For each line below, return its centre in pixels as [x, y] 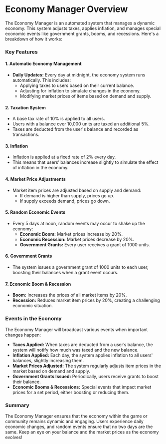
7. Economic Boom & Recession [38, 284]
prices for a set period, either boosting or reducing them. [71, 392]
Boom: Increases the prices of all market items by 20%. [70, 295]
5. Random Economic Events [35, 212]
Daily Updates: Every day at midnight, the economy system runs [79, 75]
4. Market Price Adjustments [35, 179]
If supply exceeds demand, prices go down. [65, 201]
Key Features [22, 52]
